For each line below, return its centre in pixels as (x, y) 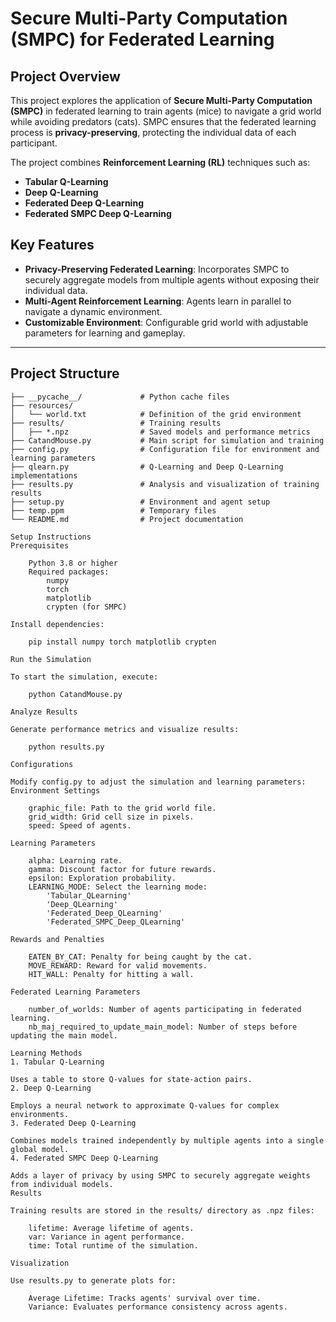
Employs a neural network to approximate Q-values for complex (145, 1105)
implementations (44, 475)
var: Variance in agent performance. (107, 1237)
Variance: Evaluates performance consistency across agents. (158, 1307)
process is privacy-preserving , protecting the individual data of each (153, 132)
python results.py (66, 747)
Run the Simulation (51, 659)
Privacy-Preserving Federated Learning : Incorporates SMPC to (157, 269)
